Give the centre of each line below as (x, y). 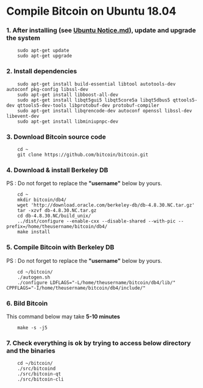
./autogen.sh (34, 277)
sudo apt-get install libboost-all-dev (68, 95)
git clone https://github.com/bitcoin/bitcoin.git (83, 155)
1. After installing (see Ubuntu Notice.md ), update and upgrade (101, 31)
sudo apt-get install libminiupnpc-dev (68, 121)
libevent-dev (23, 116)
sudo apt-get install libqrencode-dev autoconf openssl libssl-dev (105, 111)
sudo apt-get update (43, 51)
